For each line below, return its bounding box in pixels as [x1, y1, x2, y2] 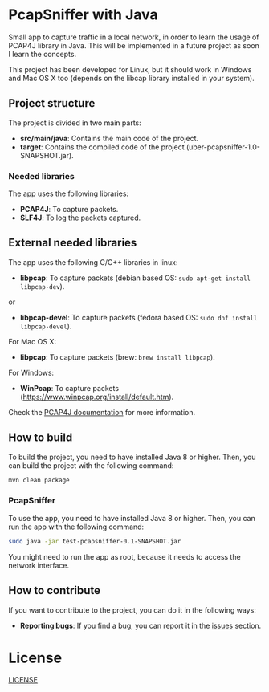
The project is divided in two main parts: [8, 118, 142, 128]
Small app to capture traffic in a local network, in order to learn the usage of [8, 32, 259, 42]
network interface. [8, 560, 70, 570]
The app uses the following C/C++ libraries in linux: [8, 257, 178, 267]
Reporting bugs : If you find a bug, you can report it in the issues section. [19, 621, 262, 630]
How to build [8, 431, 73, 445]
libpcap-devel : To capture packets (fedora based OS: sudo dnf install [19, 312, 258, 322]
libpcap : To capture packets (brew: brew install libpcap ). [19, 352, 215, 362]
